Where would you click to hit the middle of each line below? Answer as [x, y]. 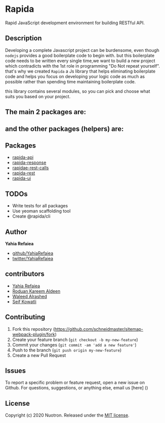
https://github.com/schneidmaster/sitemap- [99, 329]
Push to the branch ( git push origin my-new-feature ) [67, 350]
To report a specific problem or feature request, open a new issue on [75, 383]
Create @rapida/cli [31, 216]
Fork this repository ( [33, 329]
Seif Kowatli [24, 302]
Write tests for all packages [40, 206]
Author [16, 232]
